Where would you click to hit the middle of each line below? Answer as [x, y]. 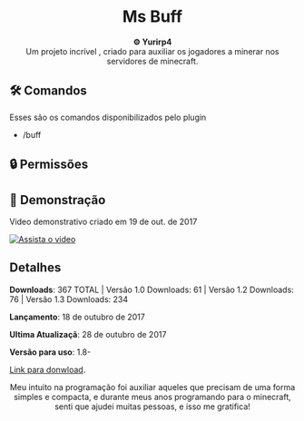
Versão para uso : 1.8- [50, 352]
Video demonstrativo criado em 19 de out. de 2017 [103, 221]
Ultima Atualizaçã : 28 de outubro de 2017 [88, 334]
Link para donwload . [48, 369]
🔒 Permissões [49, 165]
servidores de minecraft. [152, 61]
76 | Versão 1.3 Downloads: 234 [69, 299]
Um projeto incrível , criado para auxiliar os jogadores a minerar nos [152, 51]
